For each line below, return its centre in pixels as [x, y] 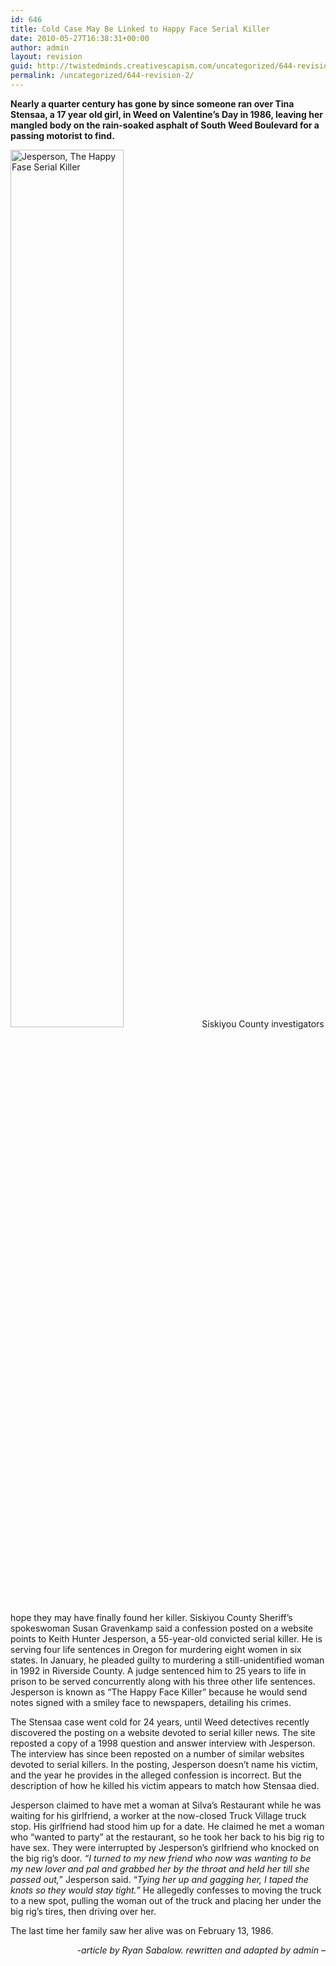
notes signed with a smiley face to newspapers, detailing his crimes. [151, 1702]
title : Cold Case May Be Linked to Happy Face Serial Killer [140, 29]
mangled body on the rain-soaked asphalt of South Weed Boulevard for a [165, 125]
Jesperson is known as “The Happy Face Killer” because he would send [159, 1692]
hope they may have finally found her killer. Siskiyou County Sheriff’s [151, 1617]
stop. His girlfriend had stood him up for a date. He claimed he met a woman [167, 1826]
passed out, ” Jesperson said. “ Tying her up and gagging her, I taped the [159, 1879]
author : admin [40, 47]
